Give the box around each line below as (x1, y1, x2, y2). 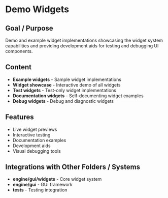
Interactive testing (12, 131, 51, 138)
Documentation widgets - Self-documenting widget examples (12, 93, 144, 99)
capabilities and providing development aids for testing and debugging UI (5, 43, 159, 49)
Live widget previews (12, 126, 57, 132)
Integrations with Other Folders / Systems (5, 163, 141, 172)
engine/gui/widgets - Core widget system (12, 176, 102, 182)
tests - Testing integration (12, 187, 68, 193)
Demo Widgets (5, 4, 70, 15)
